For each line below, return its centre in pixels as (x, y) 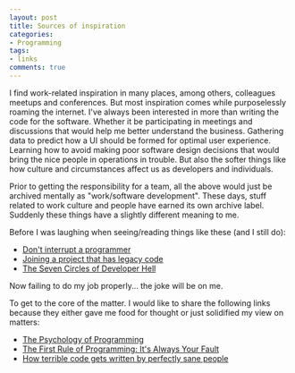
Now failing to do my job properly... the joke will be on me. (116, 285)
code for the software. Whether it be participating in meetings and (131, 121)
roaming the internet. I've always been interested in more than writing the (144, 112)
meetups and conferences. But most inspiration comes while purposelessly (148, 102)
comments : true (38, 68)
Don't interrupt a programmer (76, 249)
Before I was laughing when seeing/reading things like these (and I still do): (147, 232)
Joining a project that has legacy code (93, 259)
